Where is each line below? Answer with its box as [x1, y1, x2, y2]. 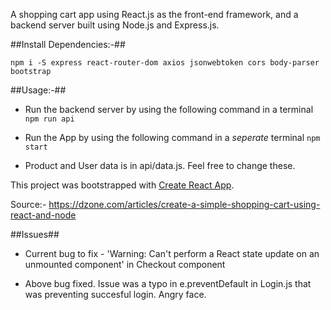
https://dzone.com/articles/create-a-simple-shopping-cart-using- [48, 199, 321, 210]
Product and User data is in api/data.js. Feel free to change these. [24, 160, 296, 171]
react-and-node [10, 209, 77, 221]
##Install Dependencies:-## [10, 39, 126, 50]
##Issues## [10, 229, 60, 240]
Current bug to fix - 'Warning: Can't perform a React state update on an [24, 248, 320, 259]
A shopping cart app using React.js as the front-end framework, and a [10, 9, 299, 20]
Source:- [10, 199, 47, 210]
